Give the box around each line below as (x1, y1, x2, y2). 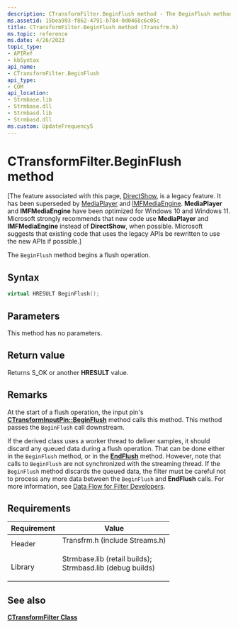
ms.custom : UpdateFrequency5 (7, 122, 93, 130)
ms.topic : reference (7, 30, 69, 38)
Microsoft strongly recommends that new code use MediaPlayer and (7, 215, 209, 223)
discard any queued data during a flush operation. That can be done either (7, 444, 225, 453)
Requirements (7, 502, 71, 514)
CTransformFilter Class (7, 613, 78, 622)
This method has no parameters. (7, 328, 103, 337)
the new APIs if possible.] (7, 237, 82, 246)
